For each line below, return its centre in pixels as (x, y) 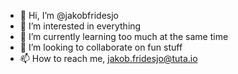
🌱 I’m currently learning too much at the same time (124, 36)
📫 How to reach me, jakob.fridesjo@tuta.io (108, 58)
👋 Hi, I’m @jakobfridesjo (69, 15)
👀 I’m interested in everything (80, 26)
